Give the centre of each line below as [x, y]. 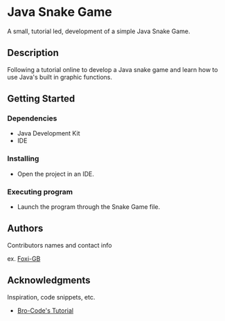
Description [33, 53]
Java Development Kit [48, 134]
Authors [25, 229]
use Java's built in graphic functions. [60, 77]
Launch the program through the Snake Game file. [89, 207]
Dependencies [32, 118]
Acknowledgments [49, 281]
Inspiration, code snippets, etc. [51, 297]
